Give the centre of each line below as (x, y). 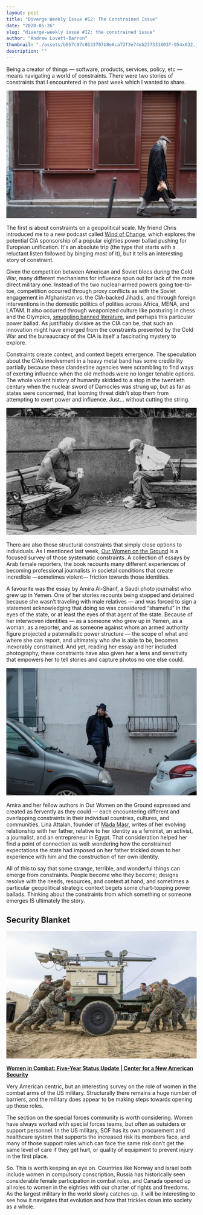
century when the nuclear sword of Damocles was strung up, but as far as (99, 386)
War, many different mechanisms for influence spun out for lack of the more (101, 278)
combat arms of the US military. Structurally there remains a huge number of (101, 1092)
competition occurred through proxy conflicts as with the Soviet (97, 291)
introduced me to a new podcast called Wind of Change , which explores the (101, 234)
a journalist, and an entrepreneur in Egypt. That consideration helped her (97, 838)
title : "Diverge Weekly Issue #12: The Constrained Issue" (82, 19)
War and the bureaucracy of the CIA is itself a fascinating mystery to (91, 336)
